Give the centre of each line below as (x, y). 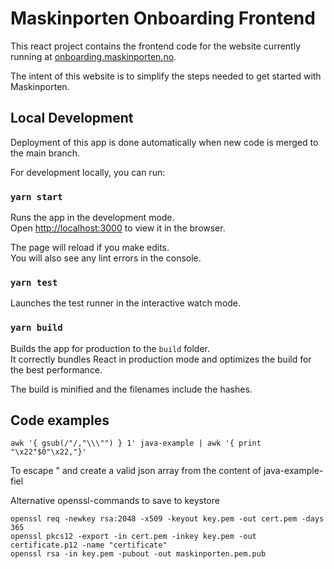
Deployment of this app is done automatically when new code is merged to (164, 142)
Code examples (60, 420)
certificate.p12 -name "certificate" (89, 545)
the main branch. (45, 153)
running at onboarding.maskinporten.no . (93, 56)
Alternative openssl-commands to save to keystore (115, 501)
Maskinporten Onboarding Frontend (163, 18)
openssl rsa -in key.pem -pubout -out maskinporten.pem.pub (138, 554)
